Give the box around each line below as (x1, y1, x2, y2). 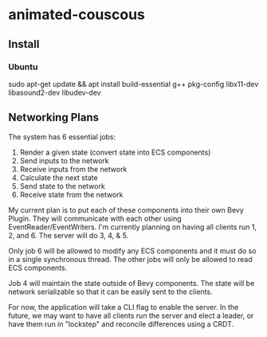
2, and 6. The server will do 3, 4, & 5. (8, 230, 129, 240)
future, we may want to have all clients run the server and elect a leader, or (8, 311, 254, 320)
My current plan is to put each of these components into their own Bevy (8, 205, 245, 214)
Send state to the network (19, 181, 105, 190)
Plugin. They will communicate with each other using (8, 214, 182, 223)
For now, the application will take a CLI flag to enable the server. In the (8, 302, 239, 312)
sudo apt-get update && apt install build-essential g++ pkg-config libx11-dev (8, 79, 259, 88)
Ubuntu (8, 61, 38, 72)
